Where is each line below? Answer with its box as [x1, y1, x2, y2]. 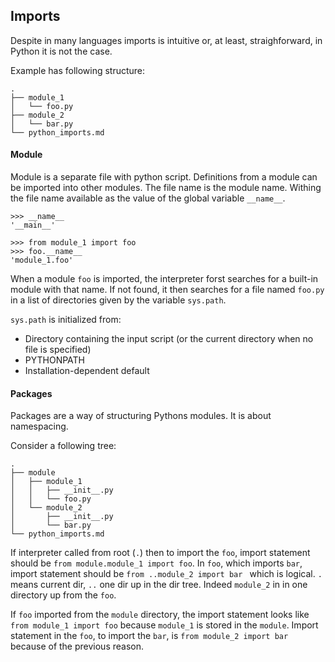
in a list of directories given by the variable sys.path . [10, 294, 227, 306]
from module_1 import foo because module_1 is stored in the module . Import [10, 619, 319, 631]
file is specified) [24, 344, 92, 356]
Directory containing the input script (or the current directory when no [24, 333, 314, 345]
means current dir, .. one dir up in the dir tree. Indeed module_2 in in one [10, 579, 308, 591]
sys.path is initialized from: [10, 314, 122, 326]
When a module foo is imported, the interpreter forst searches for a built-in [10, 273, 319, 285]
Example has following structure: [10, 64, 146, 76]
